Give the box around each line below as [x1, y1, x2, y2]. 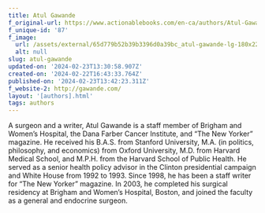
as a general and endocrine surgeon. [8, 196, 128, 205]
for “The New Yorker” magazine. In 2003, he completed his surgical [8, 179, 229, 189]
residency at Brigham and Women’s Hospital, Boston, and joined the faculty [8, 188, 253, 197]
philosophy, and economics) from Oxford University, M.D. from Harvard [8, 146, 241, 156]
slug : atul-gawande [8, 56, 73, 64]
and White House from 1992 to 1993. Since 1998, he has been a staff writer [8, 171, 252, 181]
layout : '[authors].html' [8, 92, 93, 100]
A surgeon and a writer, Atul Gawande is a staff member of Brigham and [8, 121, 242, 130]
